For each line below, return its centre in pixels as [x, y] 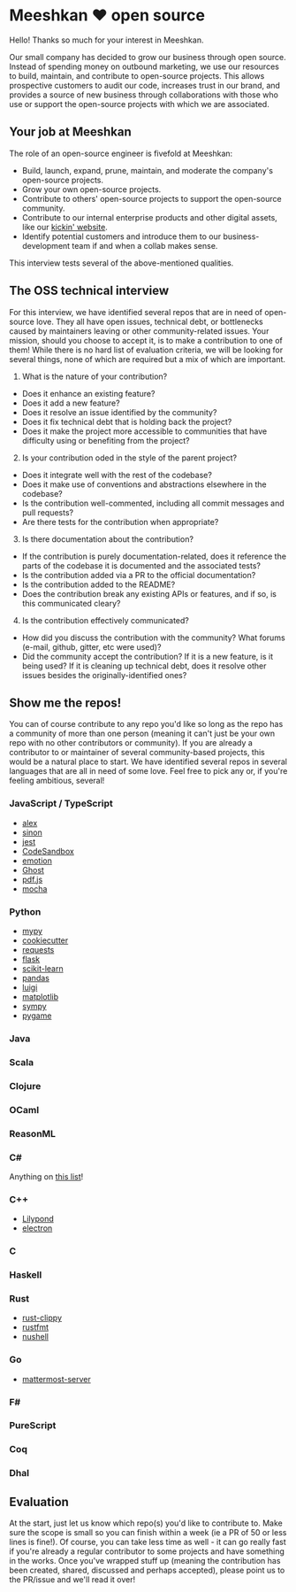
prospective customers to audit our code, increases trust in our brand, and [145, 85]
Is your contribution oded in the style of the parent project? [129, 458]
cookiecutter [45, 940]
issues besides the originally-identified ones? [104, 675]
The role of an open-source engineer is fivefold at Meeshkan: [121, 153]
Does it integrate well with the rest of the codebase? [117, 475]
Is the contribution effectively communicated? [106, 620]
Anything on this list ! [46, 1176]
